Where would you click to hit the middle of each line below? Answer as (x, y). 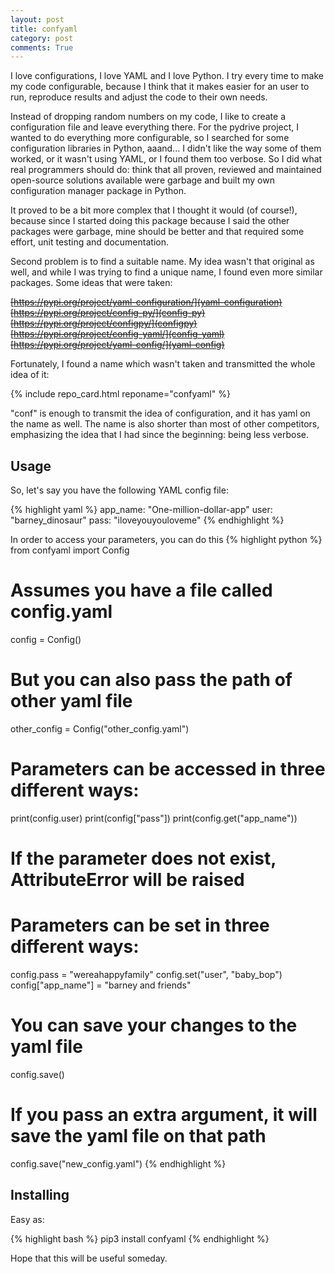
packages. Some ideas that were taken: (91, 283)
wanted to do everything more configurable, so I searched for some (150, 138)
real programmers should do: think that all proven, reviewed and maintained (166, 170)
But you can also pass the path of (151, 680)
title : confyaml (44, 29)
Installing (40, 1195)
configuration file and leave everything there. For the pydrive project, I (155, 127)
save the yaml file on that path (138, 1136)
